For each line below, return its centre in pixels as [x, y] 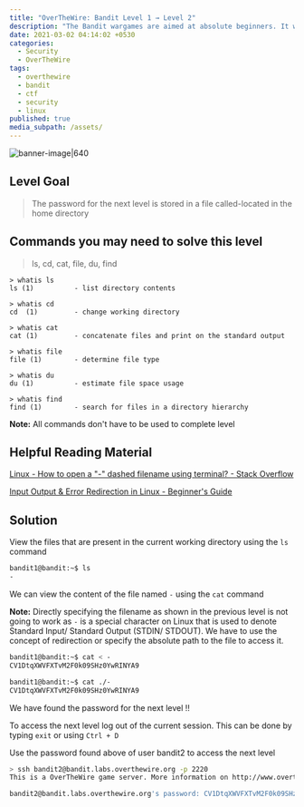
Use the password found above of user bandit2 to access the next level [142, 753]
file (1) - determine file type [85, 359]
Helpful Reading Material [81, 453]
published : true [40, 119]
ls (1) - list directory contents [93, 288]
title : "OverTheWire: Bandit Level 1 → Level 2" [103, 18]
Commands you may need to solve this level [136, 242]
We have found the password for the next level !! [100, 707]
